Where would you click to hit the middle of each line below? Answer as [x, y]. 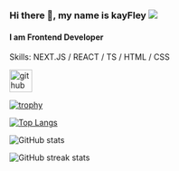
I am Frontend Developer [57, 37]
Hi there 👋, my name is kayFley [78, 15]
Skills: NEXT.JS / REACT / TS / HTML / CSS [89, 57]
